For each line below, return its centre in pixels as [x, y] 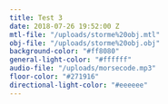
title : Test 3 [36, 18]
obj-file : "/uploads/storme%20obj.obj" [85, 43]
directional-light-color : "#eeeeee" [79, 85]
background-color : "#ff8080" [64, 52]
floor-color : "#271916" [54, 77]
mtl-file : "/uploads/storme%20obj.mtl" [85, 34]
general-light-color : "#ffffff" [70, 60]
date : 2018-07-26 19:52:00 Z [64, 26]
